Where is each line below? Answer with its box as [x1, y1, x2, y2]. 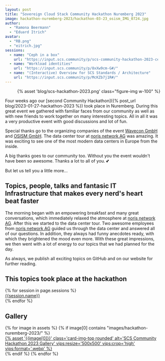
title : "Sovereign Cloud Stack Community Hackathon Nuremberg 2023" [5, 12, 147, 17]
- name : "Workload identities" [9, 61, 73, 66]
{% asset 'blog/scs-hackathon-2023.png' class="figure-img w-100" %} [17, 88, 161, 94]
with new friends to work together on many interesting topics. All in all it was [5, 113, 158, 119]
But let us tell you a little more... [5, 167, 68, 173]
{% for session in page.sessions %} [5, 288, 77, 293]
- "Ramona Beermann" [9, 25, 51, 30]
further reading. [5, 261, 37, 267]
